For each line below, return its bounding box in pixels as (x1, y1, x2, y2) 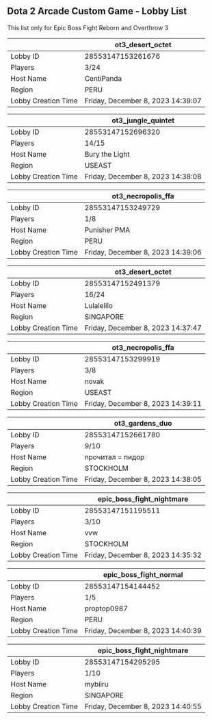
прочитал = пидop (84, 452, 145, 461)
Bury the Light (84, 149, 130, 159)
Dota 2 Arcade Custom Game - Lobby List (7, 5, 187, 17)
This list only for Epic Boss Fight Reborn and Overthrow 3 (7, 23, 169, 31)
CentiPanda (84, 73, 122, 83)
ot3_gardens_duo (114, 418, 172, 428)
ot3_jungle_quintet (111, 116, 175, 125)
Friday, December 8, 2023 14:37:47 (84, 323, 202, 333)
